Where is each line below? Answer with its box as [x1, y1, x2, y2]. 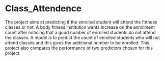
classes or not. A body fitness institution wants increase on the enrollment [5, 24, 155, 30]
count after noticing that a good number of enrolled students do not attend [5, 29, 156, 35]
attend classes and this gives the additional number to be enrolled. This [5, 40, 150, 45]
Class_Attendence [5, 3, 82, 14]
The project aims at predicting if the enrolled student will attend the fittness [5, 19, 158, 25]
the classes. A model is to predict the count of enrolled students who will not [5, 35, 160, 41]
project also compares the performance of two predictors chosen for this [5, 45, 153, 51]
